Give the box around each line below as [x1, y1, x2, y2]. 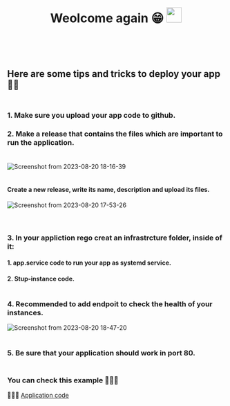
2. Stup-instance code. [7, 274, 75, 283]
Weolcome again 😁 [50, 10, 164, 26]
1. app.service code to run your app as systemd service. [7, 258, 171, 267]
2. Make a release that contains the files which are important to [7, 129, 223, 139]
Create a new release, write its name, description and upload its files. [7, 186, 210, 194]
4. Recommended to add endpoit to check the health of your [7, 299, 213, 308]
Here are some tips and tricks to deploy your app [7, 68, 221, 80]
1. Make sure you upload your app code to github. [7, 111, 176, 121]
